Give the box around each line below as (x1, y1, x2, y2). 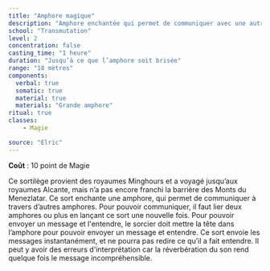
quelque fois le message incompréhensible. (8, 253, 153, 262)
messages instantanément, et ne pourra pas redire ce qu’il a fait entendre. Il (8, 236, 260, 245)
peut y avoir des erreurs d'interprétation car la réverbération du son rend (8, 244, 249, 254)
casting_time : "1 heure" (8, 49, 92, 57)
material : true (15, 94, 67, 102)
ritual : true (8, 109, 52, 117)
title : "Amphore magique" (8, 11, 95, 20)
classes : (8, 117, 38, 125)
